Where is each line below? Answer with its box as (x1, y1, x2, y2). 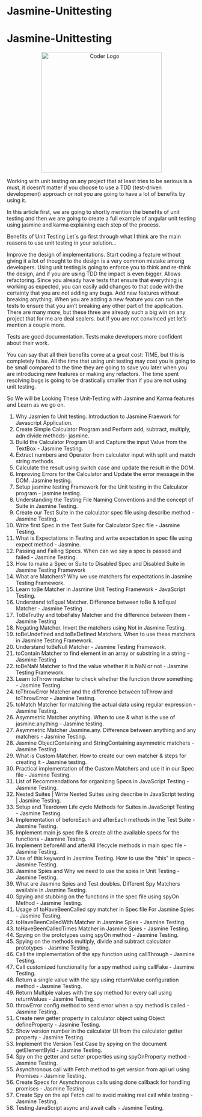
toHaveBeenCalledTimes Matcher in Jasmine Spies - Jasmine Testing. (15, 925, 190, 932)
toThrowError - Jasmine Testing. (15, 695, 96, 702)
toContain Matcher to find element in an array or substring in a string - (15, 649, 190, 657)
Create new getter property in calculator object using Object (15, 1015, 165, 1022)
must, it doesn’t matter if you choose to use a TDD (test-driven (7, 184, 162, 191)
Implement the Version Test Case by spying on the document (15, 1040, 167, 1048)
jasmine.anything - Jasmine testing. (15, 720, 105, 727)
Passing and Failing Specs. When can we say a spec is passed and (15, 547, 182, 555)
